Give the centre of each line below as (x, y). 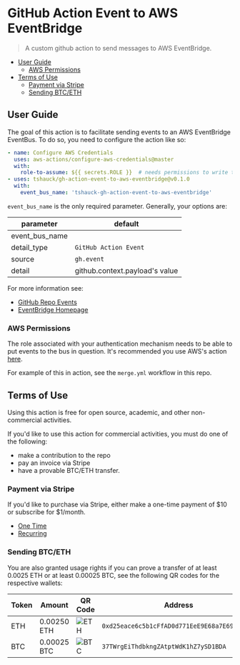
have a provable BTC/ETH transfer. (69, 470)
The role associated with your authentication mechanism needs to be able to (120, 344)
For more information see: (45, 288)
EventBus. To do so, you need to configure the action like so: (97, 139)
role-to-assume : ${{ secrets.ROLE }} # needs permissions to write (124, 173)
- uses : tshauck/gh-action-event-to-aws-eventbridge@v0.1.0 (99, 179)
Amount (54, 605)
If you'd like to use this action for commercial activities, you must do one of (118, 434)
